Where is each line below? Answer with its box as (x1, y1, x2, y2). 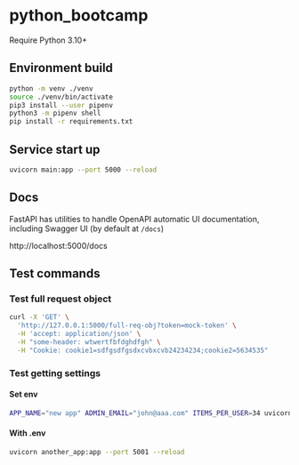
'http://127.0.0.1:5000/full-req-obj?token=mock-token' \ (17, 321, 238, 330)
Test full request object (9, 293, 112, 305)
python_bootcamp (9, 5, 149, 26)
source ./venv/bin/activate (9, 92, 114, 101)
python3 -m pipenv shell (9, 108, 101, 118)
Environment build (9, 60, 114, 76)
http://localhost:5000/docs (9, 240, 109, 251)
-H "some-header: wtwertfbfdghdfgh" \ (17, 337, 162, 347)
